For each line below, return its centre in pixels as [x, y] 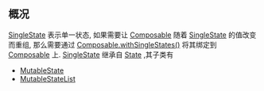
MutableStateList [47, 78]
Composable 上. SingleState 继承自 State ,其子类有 [91, 55]
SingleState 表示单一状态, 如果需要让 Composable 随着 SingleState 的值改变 [132, 35]
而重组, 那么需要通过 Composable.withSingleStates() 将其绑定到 [113, 44]
